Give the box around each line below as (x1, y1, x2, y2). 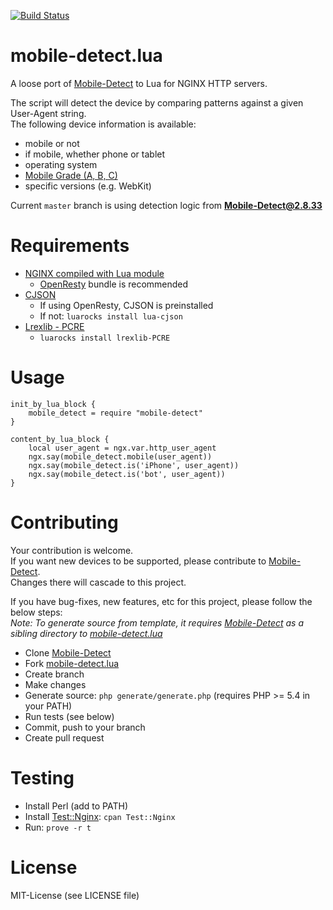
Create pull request (24, 731, 105, 744)
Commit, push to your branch (24, 721, 146, 733)
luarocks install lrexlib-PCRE (39, 333, 171, 343)
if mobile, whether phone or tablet (24, 148, 166, 160)
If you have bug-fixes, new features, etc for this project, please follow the (10, 595, 313, 607)
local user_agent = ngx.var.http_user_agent (28, 443, 217, 453)
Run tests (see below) (24, 710, 115, 722)
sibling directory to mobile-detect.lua (10, 627, 163, 639)
